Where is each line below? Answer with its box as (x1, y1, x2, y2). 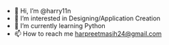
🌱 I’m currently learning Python (14, 22, 106, 30)
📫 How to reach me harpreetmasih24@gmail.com (14, 30, 162, 38)
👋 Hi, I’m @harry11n (14, 7, 71, 15)
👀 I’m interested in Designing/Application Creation (14, 14, 160, 22)
